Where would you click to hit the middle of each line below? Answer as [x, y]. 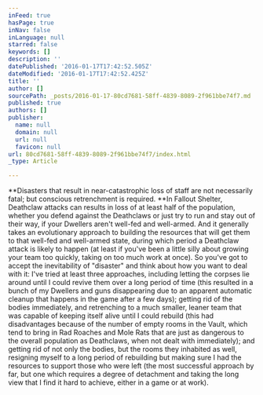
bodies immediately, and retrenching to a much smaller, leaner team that [125, 308]
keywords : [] [29, 52]
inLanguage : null [37, 37]
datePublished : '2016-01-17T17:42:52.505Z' [80, 67]
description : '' [35, 60]
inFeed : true [29, 15]
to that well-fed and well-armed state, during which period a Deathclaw [124, 241]
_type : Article [33, 162]
